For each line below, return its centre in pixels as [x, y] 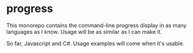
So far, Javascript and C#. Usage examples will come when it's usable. [95, 43]
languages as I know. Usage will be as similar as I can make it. [84, 31]
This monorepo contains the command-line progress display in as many [96, 25]
